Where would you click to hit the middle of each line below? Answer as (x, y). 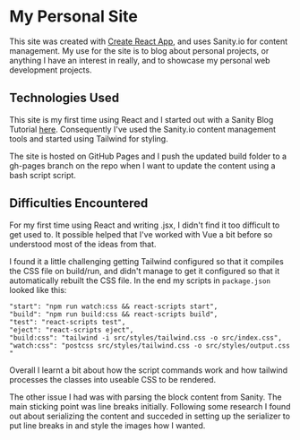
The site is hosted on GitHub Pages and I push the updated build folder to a (148, 156)
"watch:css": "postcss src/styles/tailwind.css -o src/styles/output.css (150, 345)
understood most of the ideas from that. (83, 244)
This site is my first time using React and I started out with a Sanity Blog (141, 119)
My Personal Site (74, 17)
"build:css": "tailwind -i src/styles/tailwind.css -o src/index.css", (146, 338)
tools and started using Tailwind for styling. (89, 138)
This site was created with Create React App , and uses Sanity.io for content (149, 41)
